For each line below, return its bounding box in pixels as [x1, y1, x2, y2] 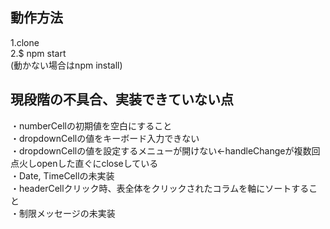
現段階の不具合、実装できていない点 [10, 91, 234, 108]
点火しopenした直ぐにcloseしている [10, 157, 159, 169]
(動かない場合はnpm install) [10, 59, 123, 71]
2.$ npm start [10, 47, 67, 59]
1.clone [10, 36, 40, 48]
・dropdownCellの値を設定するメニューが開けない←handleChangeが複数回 [10, 144, 321, 157]
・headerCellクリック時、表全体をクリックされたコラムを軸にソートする [10, 182, 310, 194]
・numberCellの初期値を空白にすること [10, 119, 173, 132]
